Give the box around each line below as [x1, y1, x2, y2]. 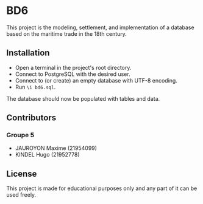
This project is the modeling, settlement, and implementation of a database [6, 24, 194, 31]
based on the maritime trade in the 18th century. [6, 30, 127, 37]
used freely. [6, 191, 37, 199]
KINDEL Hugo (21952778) [15, 151, 80, 158]
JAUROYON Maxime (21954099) [15, 144, 98, 152]
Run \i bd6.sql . [15, 83, 56, 90]
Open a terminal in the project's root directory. [15, 64, 132, 71]
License [6, 168, 37, 179]
